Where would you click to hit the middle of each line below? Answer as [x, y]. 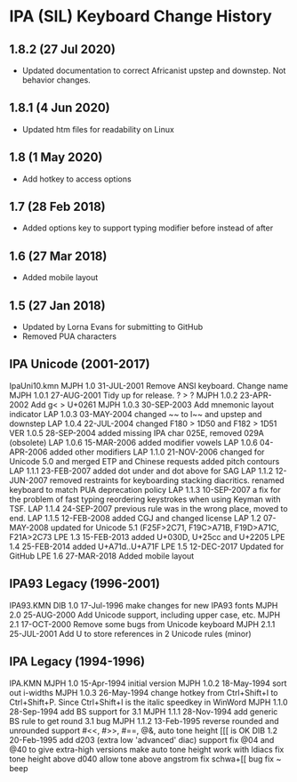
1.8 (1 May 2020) [56, 157]
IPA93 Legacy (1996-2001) [84, 584]
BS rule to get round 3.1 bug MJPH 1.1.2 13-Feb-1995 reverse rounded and [144, 721]
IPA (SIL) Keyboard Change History [141, 16]
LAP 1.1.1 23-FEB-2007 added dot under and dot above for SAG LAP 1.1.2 [141, 471]
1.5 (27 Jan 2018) [57, 306]
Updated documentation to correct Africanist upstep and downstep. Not [154, 70]
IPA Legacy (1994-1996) [77, 661]
